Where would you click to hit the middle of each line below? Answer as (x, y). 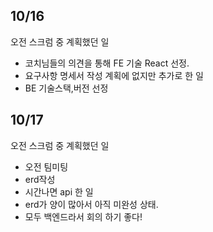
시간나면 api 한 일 (59, 191)
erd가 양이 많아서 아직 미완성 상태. (91, 204)
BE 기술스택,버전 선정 (66, 88)
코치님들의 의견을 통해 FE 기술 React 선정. (107, 63)
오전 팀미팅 (46, 166)
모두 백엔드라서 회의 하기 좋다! (83, 216)
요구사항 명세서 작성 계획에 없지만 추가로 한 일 (114, 75)
